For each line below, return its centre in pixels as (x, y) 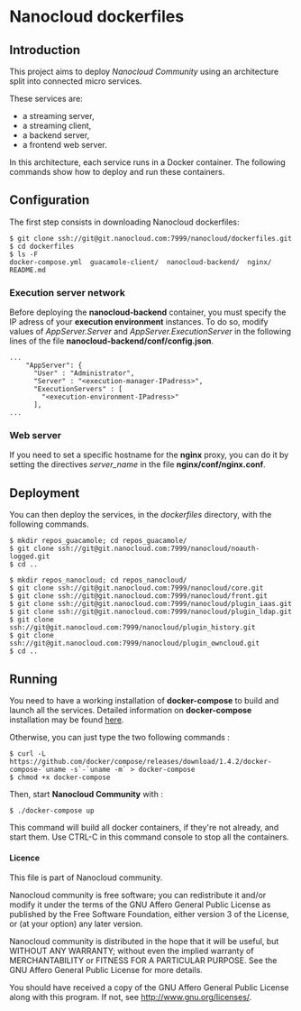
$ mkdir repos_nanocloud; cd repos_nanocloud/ (98, 580)
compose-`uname (38, 770)
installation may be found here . (67, 720)
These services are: (46, 98)
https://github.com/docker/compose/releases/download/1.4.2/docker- (141, 762)
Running (34, 679)
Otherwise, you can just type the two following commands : (119, 738)
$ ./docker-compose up (52, 811)
